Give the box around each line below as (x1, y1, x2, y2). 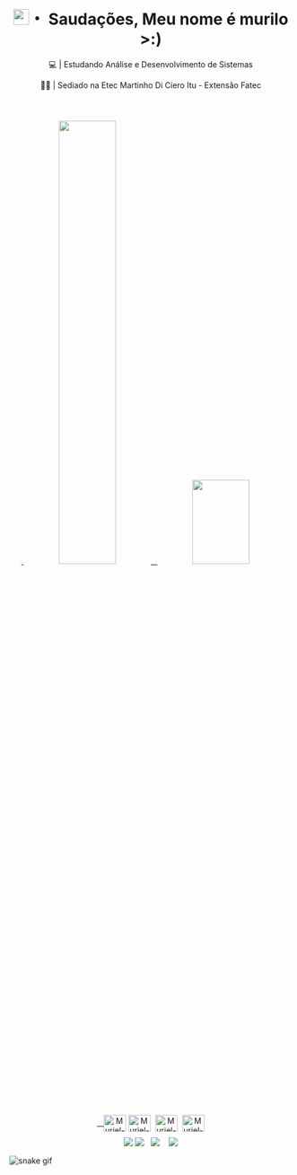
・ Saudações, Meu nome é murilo (28, 9, 289, 30)
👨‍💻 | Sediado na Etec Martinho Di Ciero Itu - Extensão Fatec (39, 79, 262, 91)
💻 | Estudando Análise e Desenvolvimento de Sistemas (48, 58, 253, 69)
